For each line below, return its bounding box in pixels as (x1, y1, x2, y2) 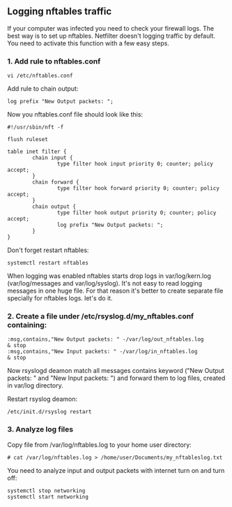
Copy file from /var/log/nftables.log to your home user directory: (7, 440, 192, 449)
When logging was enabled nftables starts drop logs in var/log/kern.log (7, 272, 211, 280)
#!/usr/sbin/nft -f (7, 124, 64, 131)
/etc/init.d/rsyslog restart (7, 409, 92, 416)
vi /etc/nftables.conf (7, 73, 73, 80)
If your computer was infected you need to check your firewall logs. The (7, 24, 215, 32)
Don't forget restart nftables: (7, 246, 89, 254)
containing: (7, 321, 47, 330)
